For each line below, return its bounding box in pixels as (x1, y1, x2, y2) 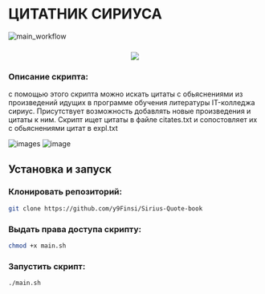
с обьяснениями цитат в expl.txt (8, 124, 118, 133)
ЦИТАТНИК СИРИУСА (8, 5, 162, 23)
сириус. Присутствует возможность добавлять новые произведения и (8, 106, 251, 116)
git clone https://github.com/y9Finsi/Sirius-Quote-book (8, 204, 203, 213)
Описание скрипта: (8, 71, 88, 82)
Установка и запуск (8, 162, 112, 176)
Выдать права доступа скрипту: (8, 223, 142, 235)
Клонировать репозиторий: (8, 186, 123, 198)
